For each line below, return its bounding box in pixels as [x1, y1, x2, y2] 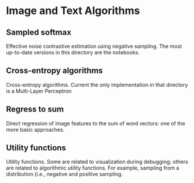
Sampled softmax [6, 27, 72, 37]
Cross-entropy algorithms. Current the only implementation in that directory [6, 81, 188, 88]
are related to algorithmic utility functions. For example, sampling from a [6, 164, 179, 171]
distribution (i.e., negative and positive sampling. [6, 171, 123, 178]
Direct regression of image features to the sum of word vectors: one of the [6, 119, 185, 126]
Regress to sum [6, 104, 64, 114]
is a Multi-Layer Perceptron [6, 87, 72, 94]
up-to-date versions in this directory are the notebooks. [6, 49, 140, 56]
